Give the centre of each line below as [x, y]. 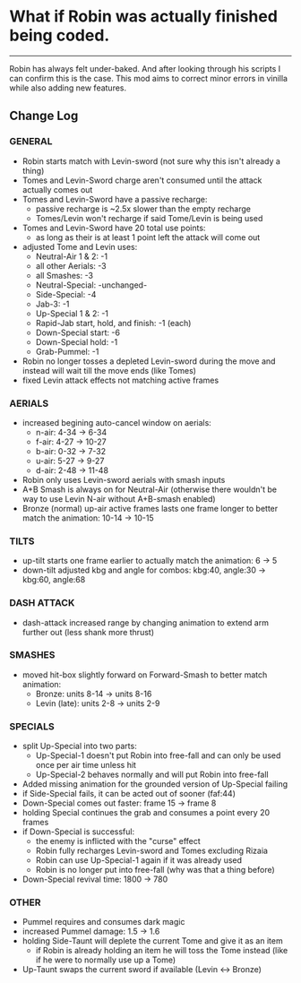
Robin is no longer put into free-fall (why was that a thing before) [155, 870]
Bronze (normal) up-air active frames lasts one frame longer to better [150, 508]
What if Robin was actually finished [143, 17]
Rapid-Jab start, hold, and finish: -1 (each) [113, 323]
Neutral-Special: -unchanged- [91, 285]
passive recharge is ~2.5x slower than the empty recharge [143, 209]
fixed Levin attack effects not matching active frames [120, 380]
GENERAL [31, 142]
